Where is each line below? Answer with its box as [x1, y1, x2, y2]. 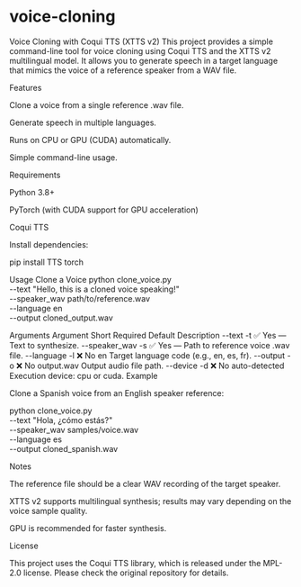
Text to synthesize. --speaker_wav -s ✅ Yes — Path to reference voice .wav [9, 339, 290, 350]
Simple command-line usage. [9, 151, 119, 163]
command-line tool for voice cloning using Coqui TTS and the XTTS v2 [9, 45, 271, 56]
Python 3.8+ [9, 186, 56, 197]
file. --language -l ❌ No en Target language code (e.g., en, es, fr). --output [9, 349, 286, 361]
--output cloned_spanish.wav [9, 443, 119, 454]
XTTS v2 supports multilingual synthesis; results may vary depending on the [9, 495, 292, 506]
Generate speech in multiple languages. [9, 117, 157, 128]
